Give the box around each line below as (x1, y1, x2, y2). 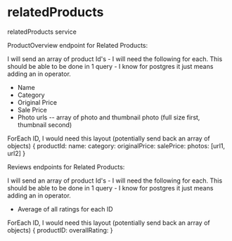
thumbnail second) (17, 120, 72, 129)
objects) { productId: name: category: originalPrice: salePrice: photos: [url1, (7, 141, 226, 150)
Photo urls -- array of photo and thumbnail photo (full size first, (17, 113, 200, 122)
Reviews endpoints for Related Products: (7, 162, 125, 171)
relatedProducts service (7, 27, 77, 36)
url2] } (7, 149, 26, 157)
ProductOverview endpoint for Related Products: (7, 41, 148, 49)
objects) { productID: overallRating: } (7, 226, 113, 234)
